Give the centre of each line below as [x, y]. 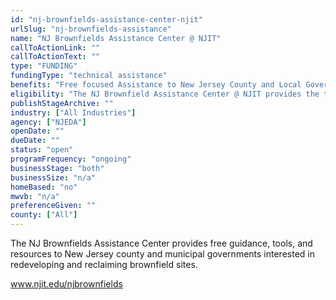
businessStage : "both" [57, 168]
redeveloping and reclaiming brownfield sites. [104, 264]
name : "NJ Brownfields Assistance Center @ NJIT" [116, 38]
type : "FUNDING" [44, 66]
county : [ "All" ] [44, 215]
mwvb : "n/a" [35, 196]
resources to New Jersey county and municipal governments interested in [162, 254]
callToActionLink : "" [55, 47]
